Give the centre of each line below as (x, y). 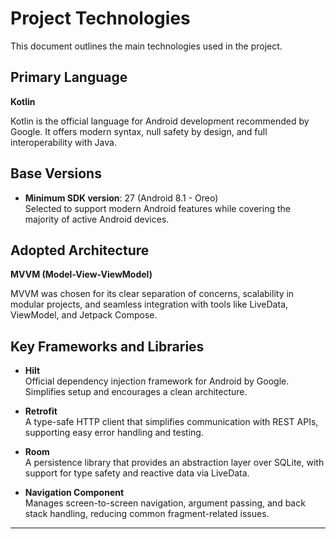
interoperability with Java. (63, 142)
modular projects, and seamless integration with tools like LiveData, (149, 304)
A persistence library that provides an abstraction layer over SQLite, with (174, 463)
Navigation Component (74, 493)
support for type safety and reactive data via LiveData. (137, 473)
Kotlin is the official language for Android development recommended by (160, 121)
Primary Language (69, 77)
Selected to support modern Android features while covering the (157, 208)
